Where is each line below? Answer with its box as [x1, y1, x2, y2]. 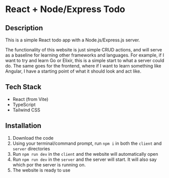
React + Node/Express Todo [5, 4, 125, 15]
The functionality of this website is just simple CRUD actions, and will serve [5, 47, 162, 52]
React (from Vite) [12, 96, 49, 102]
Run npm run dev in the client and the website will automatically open [12, 151, 158, 157]
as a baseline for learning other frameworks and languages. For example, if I [5, 52, 164, 58]
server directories [12, 145, 51, 152]
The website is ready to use [12, 167, 71, 173]
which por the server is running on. [12, 161, 86, 167]
